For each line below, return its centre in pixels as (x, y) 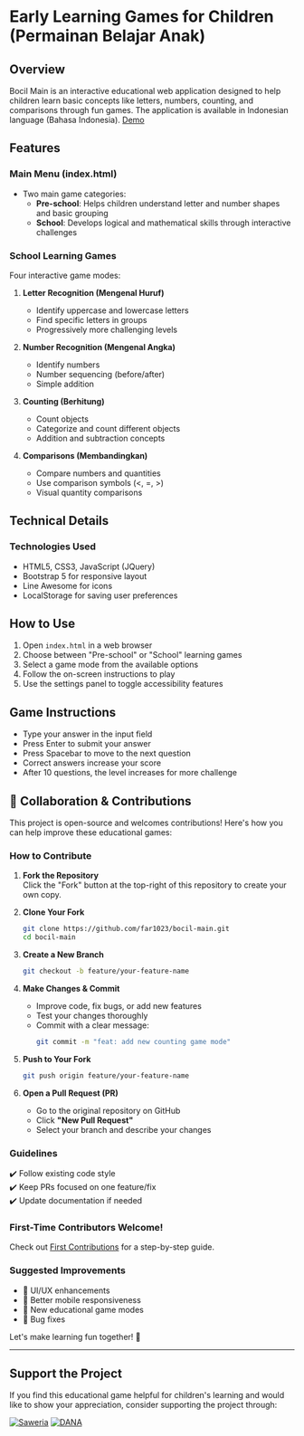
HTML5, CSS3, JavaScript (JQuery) (89, 566)
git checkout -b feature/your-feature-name (106, 971)
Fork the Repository (61, 876)
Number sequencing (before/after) (100, 374)
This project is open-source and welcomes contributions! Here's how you (146, 823)
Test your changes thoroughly (92, 1016)
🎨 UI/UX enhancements (66, 1290)
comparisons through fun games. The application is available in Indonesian (149, 110)
